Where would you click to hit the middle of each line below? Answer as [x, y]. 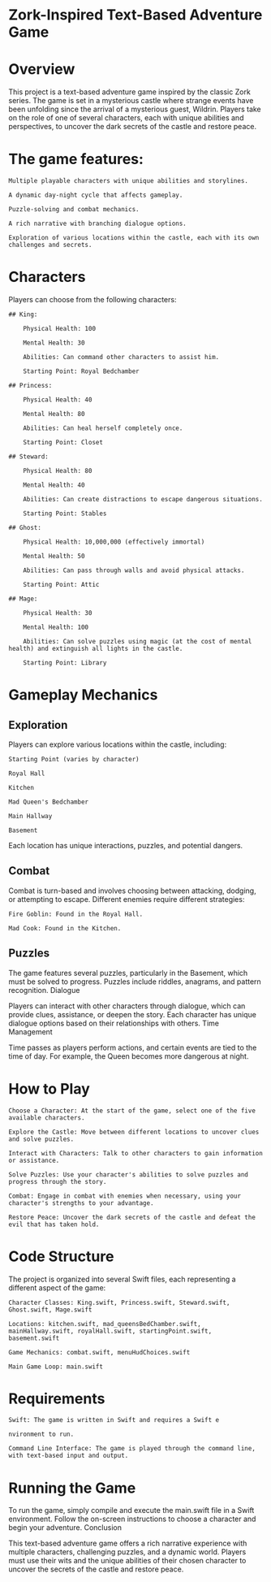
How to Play [49, 1088]
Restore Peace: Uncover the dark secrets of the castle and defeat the [132, 1217]
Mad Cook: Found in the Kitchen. [65, 928]
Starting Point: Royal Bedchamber [81, 371]
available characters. [47, 1118]
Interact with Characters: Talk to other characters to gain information [136, 1153]
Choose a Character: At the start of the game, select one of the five [132, 1111]
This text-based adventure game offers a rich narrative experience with [128, 1543]
